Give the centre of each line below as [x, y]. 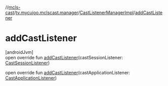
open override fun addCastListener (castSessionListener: [64, 57]
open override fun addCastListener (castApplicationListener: [68, 72]
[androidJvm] [19, 52]
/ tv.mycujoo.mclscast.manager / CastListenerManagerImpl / [75, 13]
